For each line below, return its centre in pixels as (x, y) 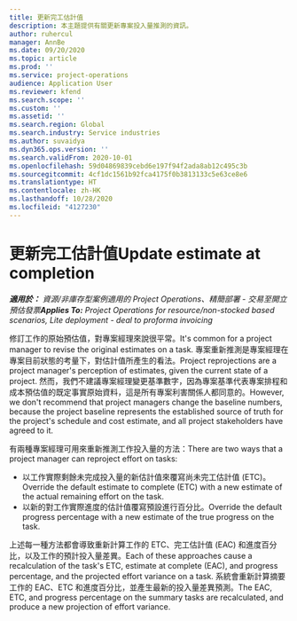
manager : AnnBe (37, 42)
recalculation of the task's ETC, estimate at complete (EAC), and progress (144, 565)
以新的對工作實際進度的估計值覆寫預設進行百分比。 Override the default (152, 507)
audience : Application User (61, 83)
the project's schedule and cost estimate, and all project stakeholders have (146, 421)
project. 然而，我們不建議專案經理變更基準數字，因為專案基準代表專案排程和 (148, 381)
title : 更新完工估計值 (47, 17)
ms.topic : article (43, 59)
